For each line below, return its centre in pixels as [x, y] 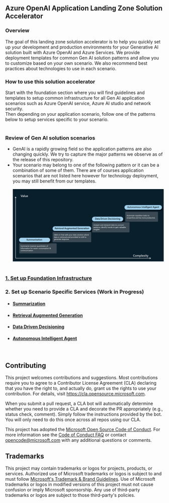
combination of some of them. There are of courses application [78, 170]
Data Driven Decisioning [38, 327]
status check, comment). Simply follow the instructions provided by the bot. [84, 415]
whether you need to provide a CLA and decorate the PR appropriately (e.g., [84, 409]
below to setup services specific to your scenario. [57, 119]
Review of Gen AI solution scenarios [50, 138]
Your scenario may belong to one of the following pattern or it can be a [86, 165]
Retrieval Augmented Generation [48, 315]
